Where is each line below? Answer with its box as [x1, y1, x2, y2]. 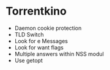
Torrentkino [5, 4, 67, 18]
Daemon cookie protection [14, 24, 82, 32]
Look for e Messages [14, 37, 68, 44]
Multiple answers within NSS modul [14, 50, 105, 57]
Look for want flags [14, 44, 64, 51]
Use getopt [14, 57, 43, 64]
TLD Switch [14, 30, 44, 38]
